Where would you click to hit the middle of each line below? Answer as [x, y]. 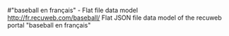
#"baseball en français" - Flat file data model [73, 10]
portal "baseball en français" [49, 25]
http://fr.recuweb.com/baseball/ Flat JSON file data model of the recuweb [115, 18]
